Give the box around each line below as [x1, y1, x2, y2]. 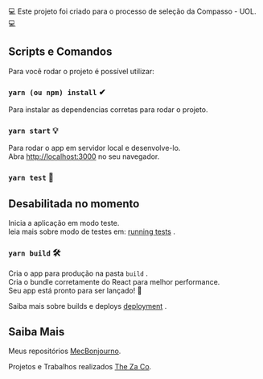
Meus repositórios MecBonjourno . [8, 346, 121, 356]
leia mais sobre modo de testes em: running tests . [8, 227, 175, 236]
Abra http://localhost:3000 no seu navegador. [8, 152, 160, 161]
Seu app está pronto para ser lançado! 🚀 [8, 285, 142, 296]
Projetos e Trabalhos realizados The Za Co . [8, 362, 152, 372]
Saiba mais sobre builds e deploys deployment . [8, 302, 167, 311]
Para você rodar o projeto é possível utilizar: [8, 66, 154, 76]
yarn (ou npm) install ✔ [8, 86, 106, 98]
